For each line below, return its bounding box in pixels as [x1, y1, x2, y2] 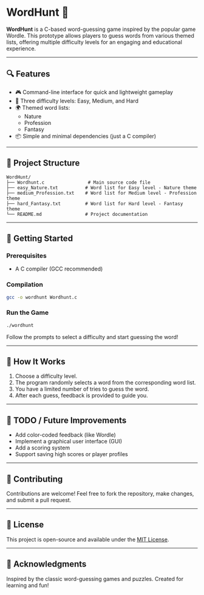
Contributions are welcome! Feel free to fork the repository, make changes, [6, 490, 194, 497]
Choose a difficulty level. [15, 372, 78, 380]
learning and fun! [6, 582, 49, 589]
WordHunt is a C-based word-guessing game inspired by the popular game [6, 25, 196, 33]
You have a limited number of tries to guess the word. [15, 385, 149, 393]
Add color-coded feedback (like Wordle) [15, 431, 117, 439]
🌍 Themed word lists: [15, 104, 70, 111]
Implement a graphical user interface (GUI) [15, 438, 123, 445]
